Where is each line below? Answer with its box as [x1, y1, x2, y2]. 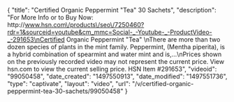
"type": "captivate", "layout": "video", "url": [7, 80, 131, 87]
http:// [7, 21, 26, 28]
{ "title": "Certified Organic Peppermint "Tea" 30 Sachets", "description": [7, 6, 217, 14]
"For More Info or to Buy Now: [7, 13, 94, 22]
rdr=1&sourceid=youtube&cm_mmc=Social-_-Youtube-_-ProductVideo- [7, 28, 212, 36]
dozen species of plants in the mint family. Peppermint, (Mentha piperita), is [7, 43, 226, 51]
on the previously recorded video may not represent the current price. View [7, 58, 225, 65]
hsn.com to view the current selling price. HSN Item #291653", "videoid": [7, 65, 217, 73]
